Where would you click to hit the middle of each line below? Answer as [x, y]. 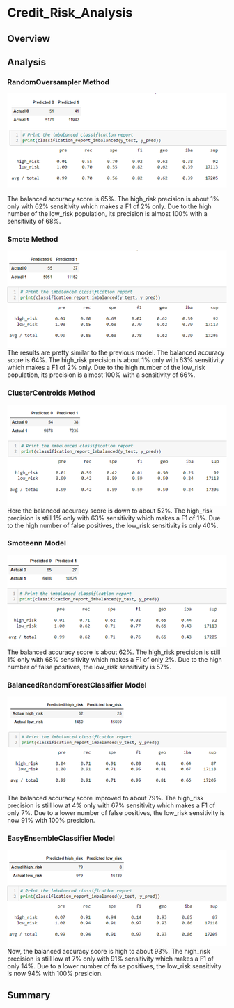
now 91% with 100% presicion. [51, 821]
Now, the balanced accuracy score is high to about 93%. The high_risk [109, 951]
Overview [29, 39]
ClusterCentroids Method [51, 393]
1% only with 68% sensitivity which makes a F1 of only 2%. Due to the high [115, 659]
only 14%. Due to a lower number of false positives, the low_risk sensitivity [114, 966]
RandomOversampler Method [58, 82]
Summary [29, 995]
